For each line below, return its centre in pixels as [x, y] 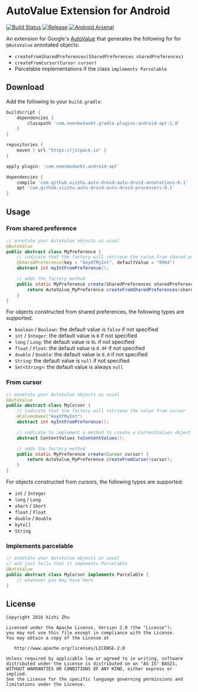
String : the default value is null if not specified [72, 361]
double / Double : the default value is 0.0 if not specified [81, 355]
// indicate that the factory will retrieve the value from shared [101, 257]
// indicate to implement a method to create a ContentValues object [104, 432]
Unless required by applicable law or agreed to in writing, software [95, 659]
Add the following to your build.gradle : [54, 101]
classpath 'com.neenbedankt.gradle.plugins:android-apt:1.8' [104, 123]
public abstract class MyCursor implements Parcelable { [77, 575]
